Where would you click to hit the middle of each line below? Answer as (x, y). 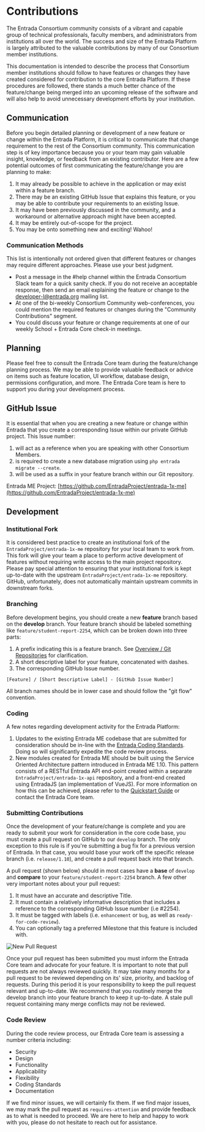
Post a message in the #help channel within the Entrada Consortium (101, 277)
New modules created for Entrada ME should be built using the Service (105, 758)
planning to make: (29, 172)
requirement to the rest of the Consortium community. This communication (101, 146)
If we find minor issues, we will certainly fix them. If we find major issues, (99, 1103)
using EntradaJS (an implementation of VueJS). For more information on (106, 784)
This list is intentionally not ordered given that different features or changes (101, 259)
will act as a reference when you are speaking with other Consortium (102, 448)
